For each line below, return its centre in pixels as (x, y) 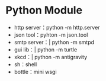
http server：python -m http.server (57, 27)
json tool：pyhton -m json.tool (51, 35)
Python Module (44, 10)
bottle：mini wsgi (35, 72)
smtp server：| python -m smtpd (54, 42)
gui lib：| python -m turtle (46, 49)
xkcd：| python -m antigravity (51, 57)
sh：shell (25, 64)
